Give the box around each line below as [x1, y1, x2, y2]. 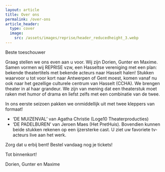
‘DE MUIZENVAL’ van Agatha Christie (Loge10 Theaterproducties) [12, 116, 149, 122]
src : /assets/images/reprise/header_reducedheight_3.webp [14, 36, 139, 41]
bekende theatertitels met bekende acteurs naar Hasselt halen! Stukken [5, 69, 154, 75]
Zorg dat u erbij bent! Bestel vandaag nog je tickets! [5, 141, 113, 147]
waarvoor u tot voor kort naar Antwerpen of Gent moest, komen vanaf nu [5, 75, 157, 81]
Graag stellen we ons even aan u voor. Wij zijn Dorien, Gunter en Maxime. [5, 59, 158, 65]
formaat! [5, 106, 23, 112]
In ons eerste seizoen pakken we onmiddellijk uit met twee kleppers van [5, 101, 155, 107]
